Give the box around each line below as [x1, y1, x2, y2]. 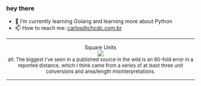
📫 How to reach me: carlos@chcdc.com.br [14, 24, 122, 32]
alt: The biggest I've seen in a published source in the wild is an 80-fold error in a [7, 56, 194, 63]
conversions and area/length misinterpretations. [45, 68, 156, 75]
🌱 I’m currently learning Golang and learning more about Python [14, 18, 172, 25]
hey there [6, 4, 35, 13]
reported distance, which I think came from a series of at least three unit [17, 62, 184, 69]
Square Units [84, 44, 117, 51]
